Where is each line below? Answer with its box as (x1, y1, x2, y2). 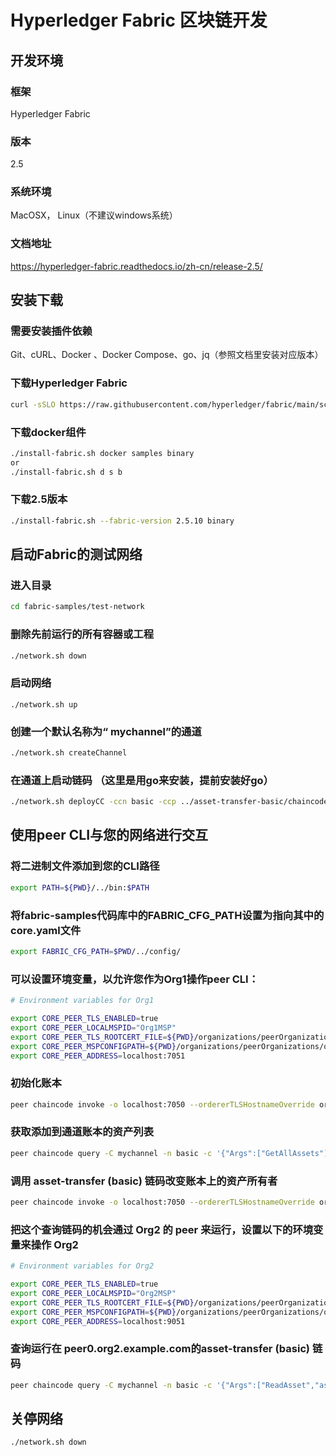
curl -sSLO (10, 399, 56, 410)
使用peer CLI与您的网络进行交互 (10, 827, 209, 844)
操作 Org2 (30, 1237, 79, 1251)
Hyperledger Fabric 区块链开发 (10, 9, 268, 32)
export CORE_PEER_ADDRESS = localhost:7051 (10, 1051, 186, 1061)
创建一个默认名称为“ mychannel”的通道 (10, 724, 202, 738)
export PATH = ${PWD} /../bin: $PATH (10, 882, 150, 893)
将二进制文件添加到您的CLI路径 (10, 859, 160, 873)
